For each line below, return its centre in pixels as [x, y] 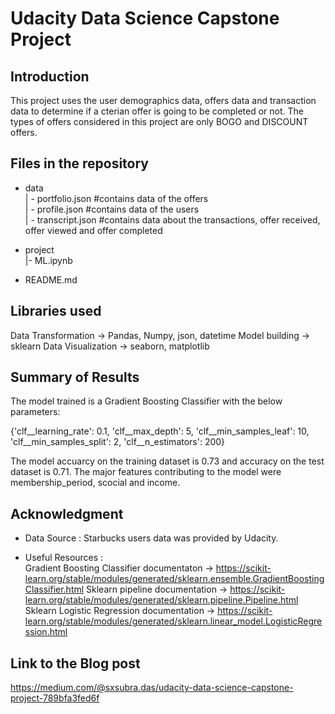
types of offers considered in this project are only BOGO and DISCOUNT [159, 121]
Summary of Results [75, 377]
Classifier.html [54, 589]
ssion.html [46, 632]
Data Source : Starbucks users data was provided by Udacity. [151, 538]
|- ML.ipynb [48, 260]
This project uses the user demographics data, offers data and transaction [163, 100]
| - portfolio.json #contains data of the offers [116, 198]
